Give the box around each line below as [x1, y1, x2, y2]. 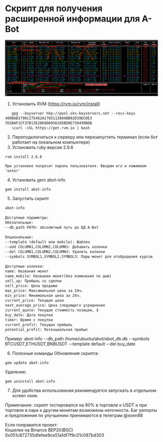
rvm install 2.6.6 [5, 154, 42, 160]
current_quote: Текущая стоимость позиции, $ [5, 308, 98, 313]
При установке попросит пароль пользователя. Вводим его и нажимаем [5, 164, 147, 168]
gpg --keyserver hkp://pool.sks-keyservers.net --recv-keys [11, 111, 136, 116]
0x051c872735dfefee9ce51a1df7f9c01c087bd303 [5, 432, 104, 438]
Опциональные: [5, 235, 34, 240]
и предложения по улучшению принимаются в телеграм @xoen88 [5, 412, 143, 419]
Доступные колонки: [5, 264, 45, 269]
